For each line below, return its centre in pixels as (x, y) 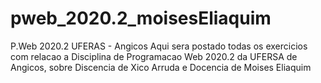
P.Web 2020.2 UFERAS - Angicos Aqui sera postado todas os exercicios (159, 46)
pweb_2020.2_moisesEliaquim (141, 18)
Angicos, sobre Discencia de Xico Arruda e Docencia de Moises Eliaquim (161, 67)
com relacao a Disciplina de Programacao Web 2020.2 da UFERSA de (154, 56)
